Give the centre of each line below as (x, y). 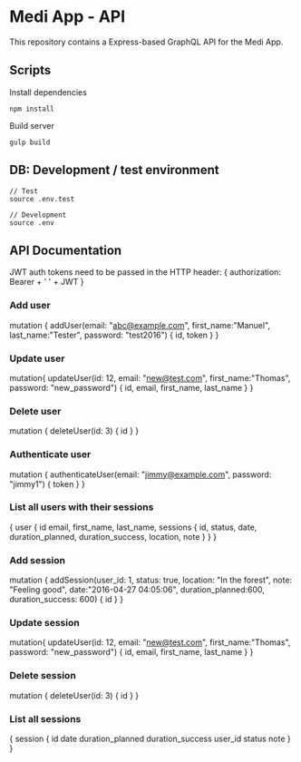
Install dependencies (49, 92)
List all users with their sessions (82, 507)
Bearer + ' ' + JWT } (47, 282)
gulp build (30, 142)
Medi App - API (68, 17)
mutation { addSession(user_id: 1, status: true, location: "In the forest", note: (151, 580)
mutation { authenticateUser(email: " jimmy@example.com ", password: (141, 474)
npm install (32, 109)
